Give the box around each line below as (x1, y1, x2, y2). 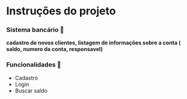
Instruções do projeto (6, 4, 116, 18)
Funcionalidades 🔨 (6, 61, 61, 69)
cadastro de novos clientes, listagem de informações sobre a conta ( (6, 39, 181, 46)
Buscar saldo (14, 87, 48, 94)
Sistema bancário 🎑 (6, 26, 64, 34)
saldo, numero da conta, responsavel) (6, 46, 103, 53)
